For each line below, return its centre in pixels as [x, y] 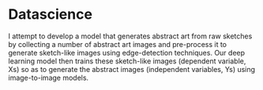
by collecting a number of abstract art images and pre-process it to [118, 44]
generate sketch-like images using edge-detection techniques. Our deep [127, 52]
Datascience [51, 14]
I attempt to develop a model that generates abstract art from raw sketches [130, 36]
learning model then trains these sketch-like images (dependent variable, [127, 61]
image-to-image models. [49, 77]
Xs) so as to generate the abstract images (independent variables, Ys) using [131, 69]
